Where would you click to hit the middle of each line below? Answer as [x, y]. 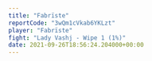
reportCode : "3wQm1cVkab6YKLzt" [62, 23]
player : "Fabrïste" [41, 30]
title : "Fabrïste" [39, 15]
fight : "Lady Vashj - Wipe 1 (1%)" [67, 38]
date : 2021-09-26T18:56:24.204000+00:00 [76, 45]
